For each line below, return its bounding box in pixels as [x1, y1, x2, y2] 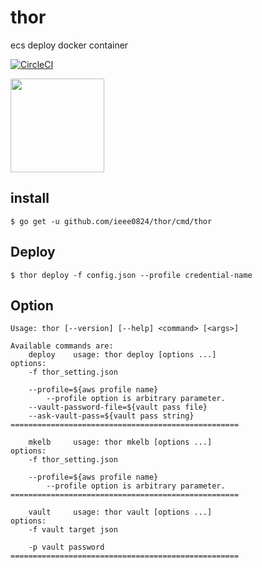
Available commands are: [10, 341, 114, 351]
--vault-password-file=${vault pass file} [28, 402, 208, 413]
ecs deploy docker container [10, 39, 129, 51]
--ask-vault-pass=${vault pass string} [28, 411, 195, 421]
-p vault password [28, 542, 105, 553]
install [10, 190, 50, 207]
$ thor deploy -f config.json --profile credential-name [10, 270, 253, 280]
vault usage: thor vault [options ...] [28, 507, 213, 518]
